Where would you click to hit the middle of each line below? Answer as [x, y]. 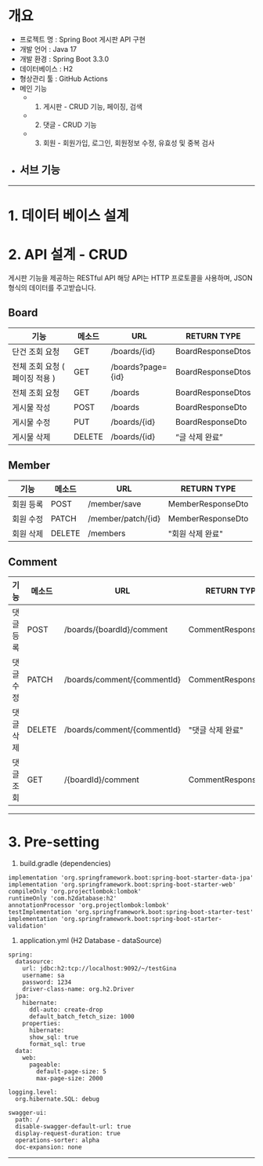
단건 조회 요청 [36, 352]
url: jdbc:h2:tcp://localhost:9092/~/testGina [99, 969]
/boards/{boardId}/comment [116, 630]
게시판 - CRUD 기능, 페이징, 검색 [93, 106]
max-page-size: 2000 [70, 1079]
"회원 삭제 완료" [195, 533]
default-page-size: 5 [72, 1072]
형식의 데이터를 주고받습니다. [52, 287]
